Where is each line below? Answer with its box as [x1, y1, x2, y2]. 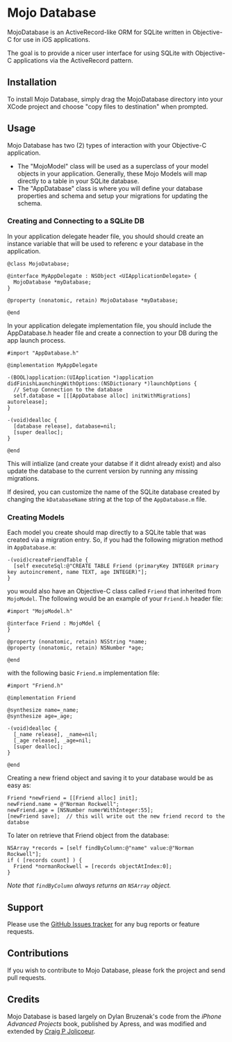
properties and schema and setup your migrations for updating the [17, 192, 208, 200]
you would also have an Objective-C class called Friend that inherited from [7, 587, 222, 596]
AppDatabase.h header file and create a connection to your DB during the [7, 329, 218, 337]
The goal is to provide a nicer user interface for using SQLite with [7, 49, 194, 57]
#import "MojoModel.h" [7, 608, 73, 615]
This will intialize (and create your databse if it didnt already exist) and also [7, 459, 221, 467]
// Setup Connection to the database [13, 386, 123, 393]
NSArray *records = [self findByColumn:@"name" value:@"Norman [7, 845, 194, 852]
